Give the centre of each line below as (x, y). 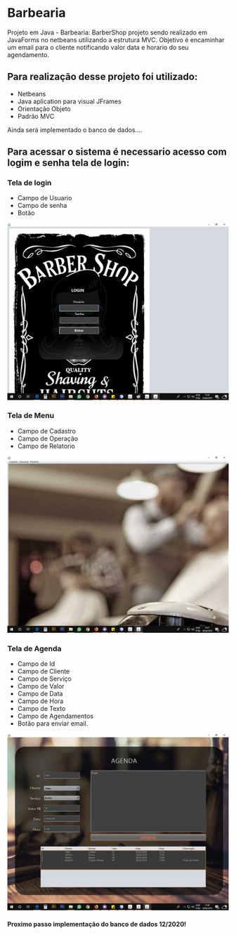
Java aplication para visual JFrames (69, 101)
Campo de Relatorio (46, 446)
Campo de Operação (48, 438)
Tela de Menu (31, 416)
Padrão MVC (36, 116)
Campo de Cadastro (46, 431)
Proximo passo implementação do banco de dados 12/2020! (97, 924)
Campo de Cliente (44, 672)
